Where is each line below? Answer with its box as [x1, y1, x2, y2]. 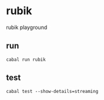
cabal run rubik [6, 56, 46, 63]
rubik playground [6, 24, 48, 31]
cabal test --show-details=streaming [6, 88, 99, 94]
